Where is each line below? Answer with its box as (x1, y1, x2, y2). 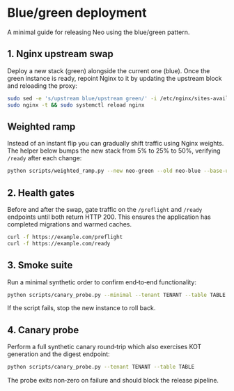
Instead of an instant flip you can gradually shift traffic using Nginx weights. (7, 139, 224, 148)
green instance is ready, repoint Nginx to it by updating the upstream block (7, 74, 222, 82)
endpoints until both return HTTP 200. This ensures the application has (7, 213, 211, 221)
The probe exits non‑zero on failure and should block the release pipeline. (7, 376, 219, 385)
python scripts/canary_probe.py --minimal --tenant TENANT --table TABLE (7, 291, 226, 298)
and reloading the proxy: (7, 82, 78, 90)
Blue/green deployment (7, 5, 147, 21)
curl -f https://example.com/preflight (7, 233, 123, 240)
